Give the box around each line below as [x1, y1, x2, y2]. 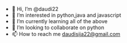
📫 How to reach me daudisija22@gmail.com [11, 31, 121, 37]
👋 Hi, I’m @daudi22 [11, 6, 59, 12]
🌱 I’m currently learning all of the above [11, 18, 108, 24]
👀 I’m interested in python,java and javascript [11, 12, 122, 19]
